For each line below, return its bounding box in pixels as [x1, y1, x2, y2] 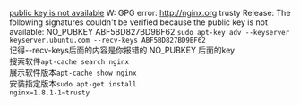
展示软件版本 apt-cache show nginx [9, 67, 137, 77]
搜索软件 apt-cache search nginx [9, 56, 130, 66]
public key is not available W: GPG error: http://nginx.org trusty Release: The [9, 8, 291, 18]
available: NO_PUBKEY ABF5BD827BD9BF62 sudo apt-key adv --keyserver [9, 27, 290, 37]
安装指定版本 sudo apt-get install [9, 78, 137, 88]
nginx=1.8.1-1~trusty [9, 88, 90, 97]
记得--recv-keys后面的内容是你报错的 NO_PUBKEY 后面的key [9, 45, 236, 55]
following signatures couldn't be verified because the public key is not [9, 17, 269, 28]
